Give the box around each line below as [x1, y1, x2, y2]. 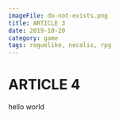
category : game [8, 33, 59, 42]
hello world [8, 102, 45, 112]
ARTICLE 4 [8, 76, 81, 94]
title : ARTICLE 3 [8, 19, 66, 27]
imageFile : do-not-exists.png [8, 11, 109, 20]
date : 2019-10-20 [8, 26, 66, 34]
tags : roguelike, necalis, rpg [8, 41, 112, 49]
